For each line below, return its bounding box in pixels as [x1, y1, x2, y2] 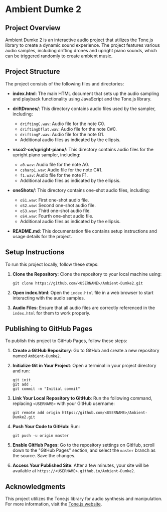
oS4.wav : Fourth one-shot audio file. [20, 213, 94, 219]
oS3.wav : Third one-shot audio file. [20, 208, 91, 214]
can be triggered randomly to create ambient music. [5, 53, 113, 59]
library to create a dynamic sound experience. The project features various [5, 42, 160, 48]
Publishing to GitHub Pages [5, 325, 93, 333]
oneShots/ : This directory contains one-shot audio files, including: [12, 187, 150, 193]
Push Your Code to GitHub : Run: [12, 424, 80, 430]
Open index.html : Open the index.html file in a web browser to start [12, 289, 154, 295]
